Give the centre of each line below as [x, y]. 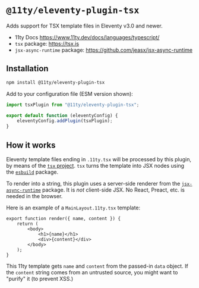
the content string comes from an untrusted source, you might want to [92, 272]
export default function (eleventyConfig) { [62, 115]
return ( [28, 224]
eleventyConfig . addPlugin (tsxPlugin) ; [65, 121]
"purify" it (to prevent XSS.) [40, 278]
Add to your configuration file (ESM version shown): [70, 93]
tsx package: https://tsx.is [47, 43]
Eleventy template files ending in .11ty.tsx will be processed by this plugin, [99, 159]
